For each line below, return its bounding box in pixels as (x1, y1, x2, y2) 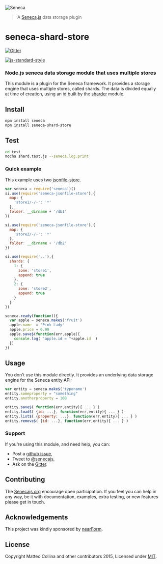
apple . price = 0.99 (9, 327, 50, 332)
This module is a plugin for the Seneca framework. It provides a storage (5, 81, 150, 86)
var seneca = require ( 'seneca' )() (5, 186, 76, 191)
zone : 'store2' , (18, 286, 52, 291)
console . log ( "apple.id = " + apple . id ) (14, 336, 98, 341)
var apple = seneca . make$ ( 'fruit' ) (9, 318, 82, 323)
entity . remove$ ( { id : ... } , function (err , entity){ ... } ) (5, 418, 129, 423)
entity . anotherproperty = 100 (5, 396, 67, 401)
